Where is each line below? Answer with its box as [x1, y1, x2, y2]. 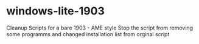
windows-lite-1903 [6, 4, 105, 18]
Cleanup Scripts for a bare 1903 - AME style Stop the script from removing [6, 24, 194, 31]
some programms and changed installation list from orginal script [6, 30, 170, 37]
